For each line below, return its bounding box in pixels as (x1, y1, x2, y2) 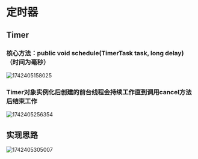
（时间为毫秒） (6, 58, 50, 66)
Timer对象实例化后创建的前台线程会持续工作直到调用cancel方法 (6, 88, 192, 96)
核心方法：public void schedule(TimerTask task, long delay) (6, 49, 184, 57)
